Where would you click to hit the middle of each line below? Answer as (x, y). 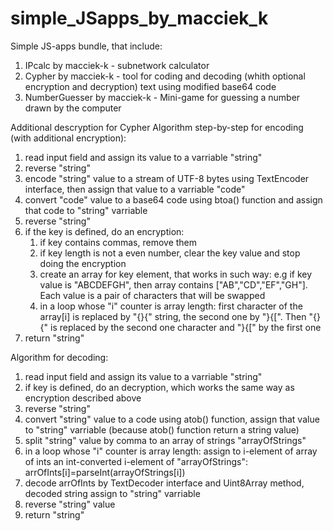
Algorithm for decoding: (59, 357)
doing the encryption (83, 263)
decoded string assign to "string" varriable (112, 493)
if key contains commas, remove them (118, 242)
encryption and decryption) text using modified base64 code (150, 86)
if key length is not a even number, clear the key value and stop (170, 253)
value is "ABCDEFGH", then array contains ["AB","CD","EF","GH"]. (173, 284)
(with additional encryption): (68, 138)
